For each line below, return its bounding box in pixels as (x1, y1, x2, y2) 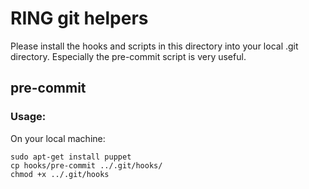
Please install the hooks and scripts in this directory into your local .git (10, 40, 299, 52)
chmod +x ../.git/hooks (10, 169, 110, 179)
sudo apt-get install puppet (10, 152, 132, 162)
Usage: (10, 110, 47, 124)
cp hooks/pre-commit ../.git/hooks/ (10, 160, 163, 171)
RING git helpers (10, 7, 149, 30)
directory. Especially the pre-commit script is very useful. (10, 50, 247, 62)
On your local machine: (10, 132, 106, 144)
